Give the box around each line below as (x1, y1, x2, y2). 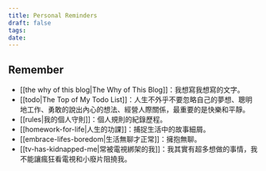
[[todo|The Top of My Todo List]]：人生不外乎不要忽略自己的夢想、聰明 (19, 95, 253, 104)
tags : (8, 26, 26, 34)
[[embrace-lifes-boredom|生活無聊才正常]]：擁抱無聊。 (19, 135, 202, 144)
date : (8, 33, 26, 42)
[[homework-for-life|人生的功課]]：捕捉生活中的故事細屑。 (19, 124, 210, 135)
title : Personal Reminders (8, 11, 98, 20)
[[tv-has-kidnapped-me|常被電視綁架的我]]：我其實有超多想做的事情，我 (19, 144, 258, 154)
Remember (8, 63, 64, 76)
